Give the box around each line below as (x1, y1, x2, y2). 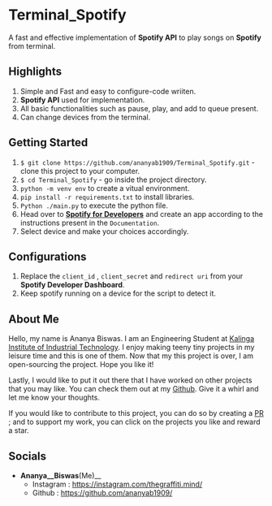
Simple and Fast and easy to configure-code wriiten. (19, 86, 196, 96)
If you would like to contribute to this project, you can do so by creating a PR (8, 409, 264, 418)
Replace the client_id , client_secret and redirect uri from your (19, 271, 244, 281)
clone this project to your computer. (19, 166, 140, 175)
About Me (8, 312, 59, 326)
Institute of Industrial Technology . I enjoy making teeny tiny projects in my (8, 343, 255, 352)
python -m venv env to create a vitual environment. (19, 183, 190, 192)
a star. (8, 426, 30, 435)
